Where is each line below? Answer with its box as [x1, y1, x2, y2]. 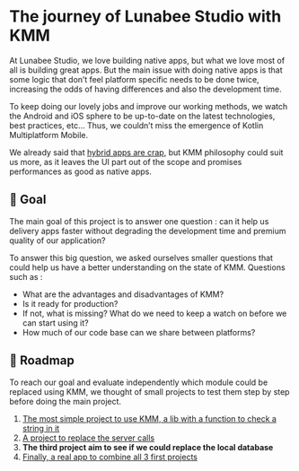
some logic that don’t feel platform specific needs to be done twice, [9, 74, 259, 84]
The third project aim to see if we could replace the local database [22, 441, 274, 452]
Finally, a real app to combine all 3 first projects [22, 451, 198, 462]
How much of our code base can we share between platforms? [22, 327, 256, 337]
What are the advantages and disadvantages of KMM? [22, 289, 224, 300]
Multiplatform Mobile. [9, 129, 88, 140]
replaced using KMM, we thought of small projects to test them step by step [9, 386, 290, 397]
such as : [9, 271, 43, 282]
